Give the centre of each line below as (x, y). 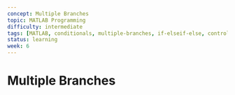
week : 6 (19, 46)
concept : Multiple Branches (48, 14)
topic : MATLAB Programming (47, 20)
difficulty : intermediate (45, 27)
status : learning (33, 40)
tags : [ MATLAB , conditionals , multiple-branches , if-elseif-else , (106, 33)
